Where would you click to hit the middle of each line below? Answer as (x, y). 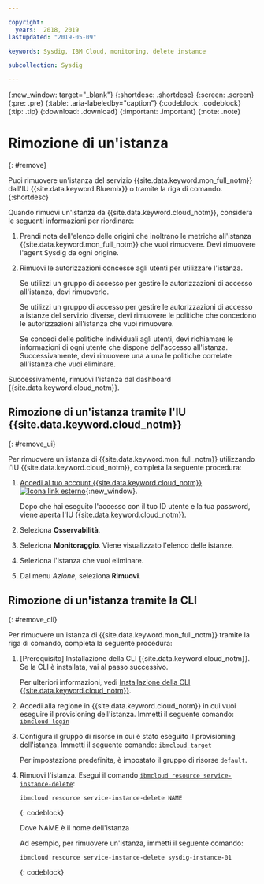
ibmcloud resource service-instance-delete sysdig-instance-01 (126, 857)
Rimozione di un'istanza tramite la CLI (102, 601)
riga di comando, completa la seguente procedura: (90, 643)
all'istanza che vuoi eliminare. (67, 364)
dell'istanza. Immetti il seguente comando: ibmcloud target (115, 745)
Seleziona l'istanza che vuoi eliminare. (82, 560)
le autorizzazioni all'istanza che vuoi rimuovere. (97, 324)
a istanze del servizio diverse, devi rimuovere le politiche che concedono (138, 315)
